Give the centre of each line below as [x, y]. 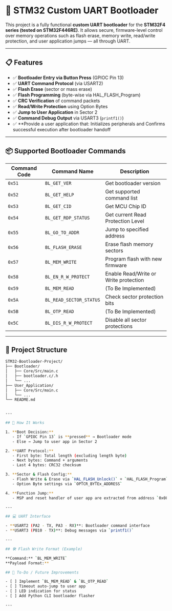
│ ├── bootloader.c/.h [32, 376]
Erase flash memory [129, 244]
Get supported [123, 191]
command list [121, 198]
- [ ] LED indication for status [41, 591]
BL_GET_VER [58, 183]
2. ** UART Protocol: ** [29, 451]
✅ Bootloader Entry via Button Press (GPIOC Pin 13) [68, 77]
